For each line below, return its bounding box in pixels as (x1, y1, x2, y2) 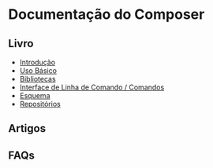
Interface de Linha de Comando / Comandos (19, 82, 165, 92)
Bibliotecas (19, 75, 57, 83)
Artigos (8, 122, 46, 135)
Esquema (19, 91, 50, 100)
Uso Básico (19, 66, 58, 75)
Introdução (19, 57, 56, 67)
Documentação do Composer (8, 5, 205, 24)
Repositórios (19, 100, 61, 108)
